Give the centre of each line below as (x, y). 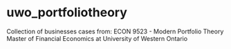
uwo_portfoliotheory (67, 13)
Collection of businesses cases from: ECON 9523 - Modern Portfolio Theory (115, 31)
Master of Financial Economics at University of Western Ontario (97, 38)
